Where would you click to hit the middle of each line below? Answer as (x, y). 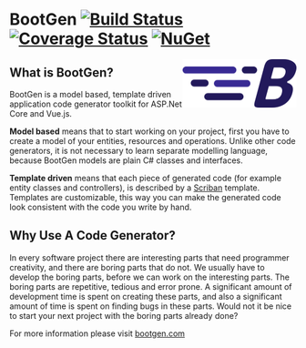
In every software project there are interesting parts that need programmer (149, 257)
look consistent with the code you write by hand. (101, 207)
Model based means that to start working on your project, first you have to (149, 131)
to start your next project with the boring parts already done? (124, 315)
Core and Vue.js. (41, 113)
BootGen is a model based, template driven (90, 94)
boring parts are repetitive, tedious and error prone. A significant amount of (151, 286)
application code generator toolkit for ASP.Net (96, 104)
